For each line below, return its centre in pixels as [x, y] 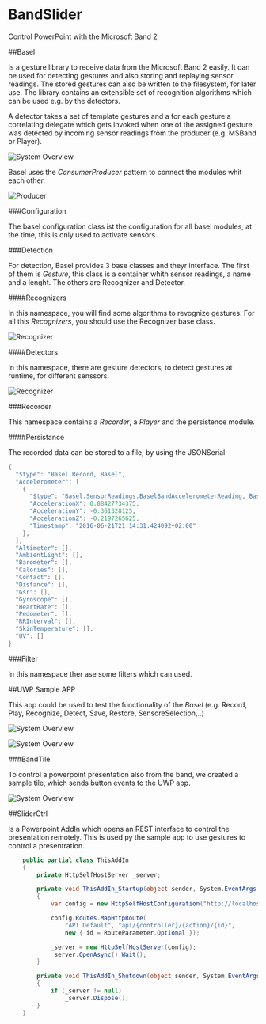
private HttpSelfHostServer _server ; [99, 875]
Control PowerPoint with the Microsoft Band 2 [83, 36]
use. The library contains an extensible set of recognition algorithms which [130, 92]
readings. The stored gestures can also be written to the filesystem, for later [132, 84]
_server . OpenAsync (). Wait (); [99, 954]
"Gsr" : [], [33, 592]
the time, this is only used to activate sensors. [83, 234]
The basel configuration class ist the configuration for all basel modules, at [130, 226]
